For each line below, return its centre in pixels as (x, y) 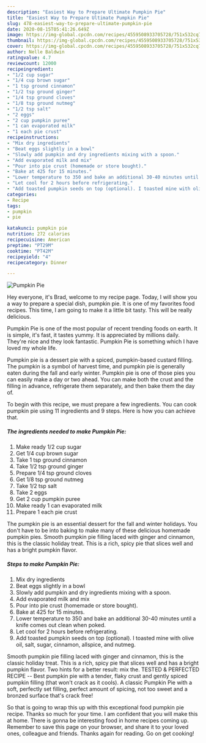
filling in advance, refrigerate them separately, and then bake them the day (101, 386)
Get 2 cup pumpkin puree (48, 499)
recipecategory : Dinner (37, 262)
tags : (14, 206)
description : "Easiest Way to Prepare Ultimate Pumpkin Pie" (86, 12)
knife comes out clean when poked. (61, 625)
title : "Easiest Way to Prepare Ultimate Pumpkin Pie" (78, 18)
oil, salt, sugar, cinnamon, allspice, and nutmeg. (76, 645)
